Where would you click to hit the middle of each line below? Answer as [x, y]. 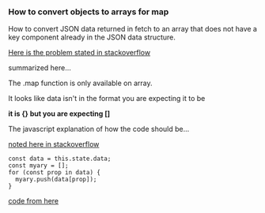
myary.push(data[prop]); [56, 180]
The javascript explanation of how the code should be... [99, 129]
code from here [34, 201]
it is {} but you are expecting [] [59, 114]
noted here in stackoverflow [54, 144]
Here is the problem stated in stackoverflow [79, 53]
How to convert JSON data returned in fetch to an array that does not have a [132, 29]
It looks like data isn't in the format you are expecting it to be [107, 99]
